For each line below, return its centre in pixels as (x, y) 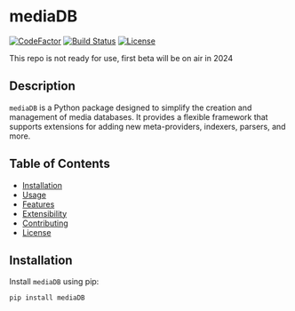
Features (38, 204)
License (36, 232)
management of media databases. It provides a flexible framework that (139, 116)
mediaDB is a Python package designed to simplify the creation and (131, 108)
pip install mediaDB (48, 298)
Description (42, 86)
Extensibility (44, 213)
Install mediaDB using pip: (54, 282)
